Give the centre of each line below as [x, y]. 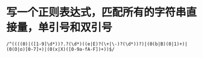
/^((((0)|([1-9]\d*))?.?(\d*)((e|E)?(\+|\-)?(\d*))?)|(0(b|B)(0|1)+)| [97, 44]
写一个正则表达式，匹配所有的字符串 [96, 12]
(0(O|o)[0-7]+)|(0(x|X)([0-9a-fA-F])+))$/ [60, 49]
